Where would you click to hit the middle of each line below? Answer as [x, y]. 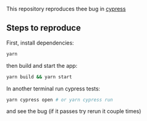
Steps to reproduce [44, 28]
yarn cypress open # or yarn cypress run [60, 100]
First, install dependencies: [40, 43]
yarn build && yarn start [39, 77]
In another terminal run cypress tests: [53, 89]
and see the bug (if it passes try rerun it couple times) [74, 111]
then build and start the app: [42, 65]
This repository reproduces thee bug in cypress [66, 9]
